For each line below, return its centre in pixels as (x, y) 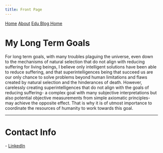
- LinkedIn (15, 146)
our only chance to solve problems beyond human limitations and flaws (76, 77)
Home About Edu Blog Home (34, 23)
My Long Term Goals (48, 43)
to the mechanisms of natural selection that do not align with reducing (75, 62)
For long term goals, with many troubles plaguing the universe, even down (79, 56)
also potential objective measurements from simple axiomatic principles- (78, 98)
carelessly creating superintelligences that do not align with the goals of (77, 87)
